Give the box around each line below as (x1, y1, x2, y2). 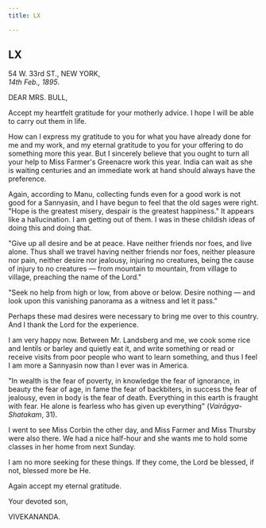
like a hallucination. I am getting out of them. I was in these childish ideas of (8, 215, 256, 225)
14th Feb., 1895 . (8, 77, 60, 87)
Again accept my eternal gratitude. (8, 481, 121, 491)
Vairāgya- (209, 402, 243, 411)
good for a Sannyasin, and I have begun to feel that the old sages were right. (8, 198, 259, 207)
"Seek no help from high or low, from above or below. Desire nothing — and (8, 287, 256, 298)
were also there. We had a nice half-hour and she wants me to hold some (8, 434, 248, 443)
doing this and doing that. (8, 223, 92, 233)
